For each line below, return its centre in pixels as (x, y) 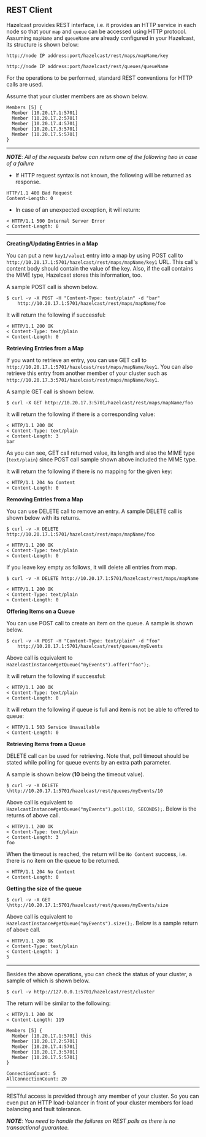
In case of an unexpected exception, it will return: (78, 210)
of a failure (20, 163)
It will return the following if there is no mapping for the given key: (90, 471)
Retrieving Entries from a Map (45, 348)
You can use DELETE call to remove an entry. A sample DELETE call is (94, 511)
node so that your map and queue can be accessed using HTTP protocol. (97, 31)
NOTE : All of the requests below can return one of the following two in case (102, 156)
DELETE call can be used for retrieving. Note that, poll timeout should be (98, 756)
